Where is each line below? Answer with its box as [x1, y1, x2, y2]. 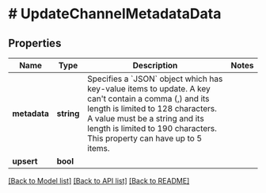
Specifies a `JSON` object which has [86, 73, 223, 84]
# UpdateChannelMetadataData [8, 5, 222, 23]
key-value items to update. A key [86, 83, 211, 94]
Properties [8, 37, 62, 50]
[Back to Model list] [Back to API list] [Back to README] [8, 176, 190, 185]
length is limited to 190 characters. [86, 123, 218, 133]
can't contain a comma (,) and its [86, 93, 210, 104]
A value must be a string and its [86, 113, 204, 124]
